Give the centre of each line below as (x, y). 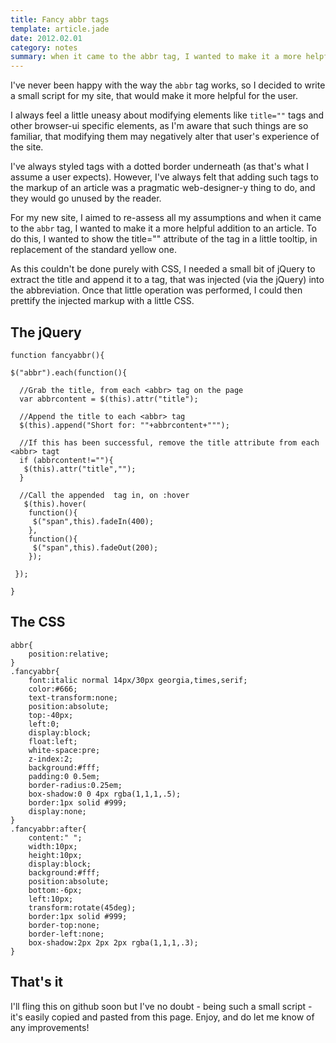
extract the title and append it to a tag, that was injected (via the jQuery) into (167, 280)
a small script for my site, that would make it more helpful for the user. (154, 96)
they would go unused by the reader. (86, 198)
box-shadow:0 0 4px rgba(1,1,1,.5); (105, 794)
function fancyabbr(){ (57, 355)
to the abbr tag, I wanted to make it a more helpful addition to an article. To (163, 228)
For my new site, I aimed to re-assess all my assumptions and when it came (166, 218)
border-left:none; (66, 934)
